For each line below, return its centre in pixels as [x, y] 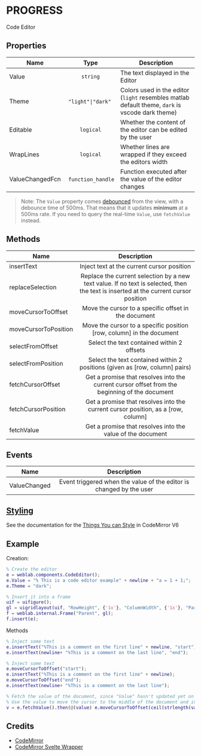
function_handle [92, 179]
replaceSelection [33, 287]
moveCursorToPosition [41, 329]
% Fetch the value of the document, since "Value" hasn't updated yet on [100, 696]
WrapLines [25, 154]
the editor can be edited [153, 129]
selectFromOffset [33, 346]
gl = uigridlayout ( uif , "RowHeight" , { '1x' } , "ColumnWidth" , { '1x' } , [95, 608]
